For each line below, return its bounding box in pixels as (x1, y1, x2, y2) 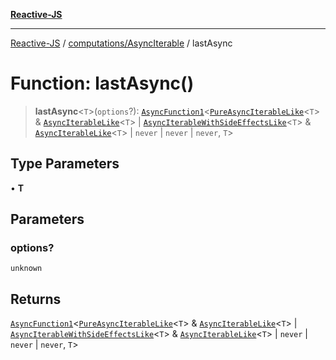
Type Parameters (10, 155, 120, 173)
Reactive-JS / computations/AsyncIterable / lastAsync (10, 37, 233, 49)
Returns (10, 290, 62, 308)
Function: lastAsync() (10, 72, 195, 95)
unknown (10, 264, 43, 274)
